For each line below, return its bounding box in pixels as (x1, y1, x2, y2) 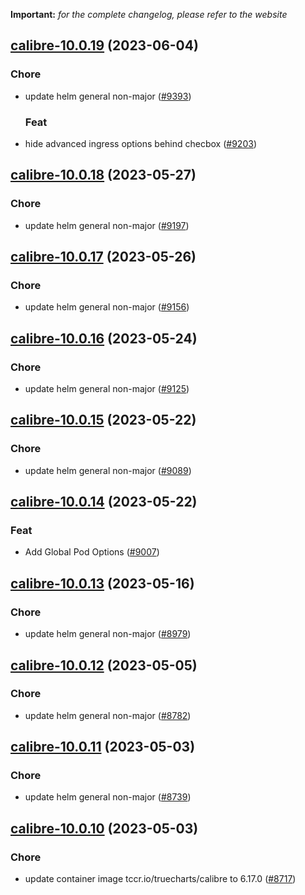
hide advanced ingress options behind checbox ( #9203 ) (24, 137, 257, 149)
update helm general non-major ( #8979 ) (24, 628, 192, 640)
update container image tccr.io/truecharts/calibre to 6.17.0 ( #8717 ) (24, 873, 297, 885)
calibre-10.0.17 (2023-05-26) (10, 249, 197, 266)
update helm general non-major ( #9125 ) (24, 383, 190, 395)
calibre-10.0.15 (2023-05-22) (10, 412, 197, 429)
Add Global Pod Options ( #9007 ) (24, 546, 160, 558)
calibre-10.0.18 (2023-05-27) (10, 167, 197, 184)
